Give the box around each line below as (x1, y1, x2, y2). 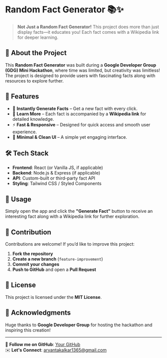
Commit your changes (12, 262, 60, 267)
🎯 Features (5, 92, 39, 101)
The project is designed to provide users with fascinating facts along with (5, 73, 156, 79)
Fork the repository (12, 251, 53, 257)
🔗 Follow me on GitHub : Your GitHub (5, 341, 81, 347)
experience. (12, 129, 37, 135)
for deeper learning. (17, 34, 59, 40)
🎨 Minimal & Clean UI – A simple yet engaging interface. (12, 134, 128, 140)
